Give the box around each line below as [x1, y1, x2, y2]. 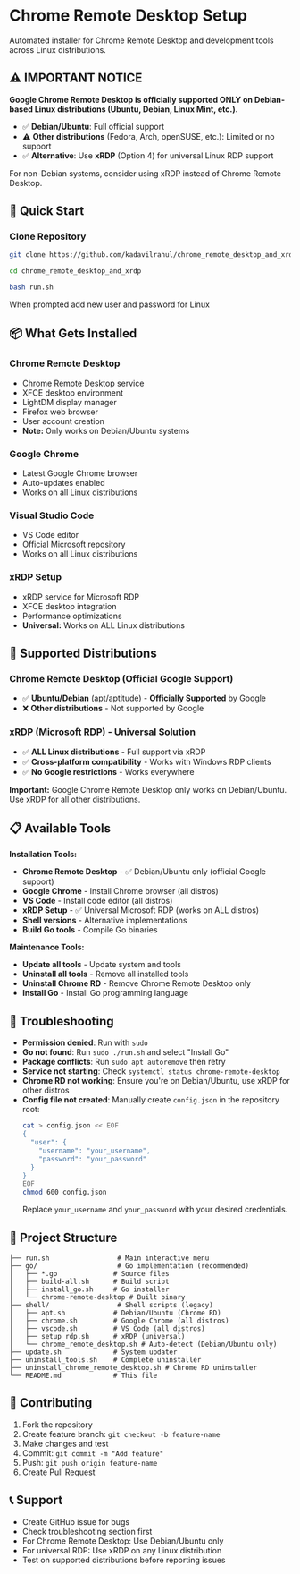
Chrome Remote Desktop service [21, 378, 145, 388]
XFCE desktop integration [21, 600, 117, 611]
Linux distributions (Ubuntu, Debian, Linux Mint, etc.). [34, 104, 238, 115]
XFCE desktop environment [21, 387, 123, 398]
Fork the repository [21, 1419, 94, 1430]
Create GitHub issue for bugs [21, 1516, 130, 1527]
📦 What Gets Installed [9, 326, 137, 341]
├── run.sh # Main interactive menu [9, 1254, 210, 1263]
